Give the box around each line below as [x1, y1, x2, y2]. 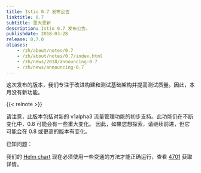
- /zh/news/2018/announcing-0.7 [17, 58, 98, 64]
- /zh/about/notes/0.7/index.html [17, 53, 103, 59]
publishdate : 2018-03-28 [6, 31, 68, 37]
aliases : [6, 42, 28, 48]
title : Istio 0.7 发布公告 [6, 8, 70, 15]
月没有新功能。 [6, 89, 43, 96]
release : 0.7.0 [6, 36, 44, 42]
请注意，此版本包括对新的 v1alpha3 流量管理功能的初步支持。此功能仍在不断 [6, 113, 194, 120]
